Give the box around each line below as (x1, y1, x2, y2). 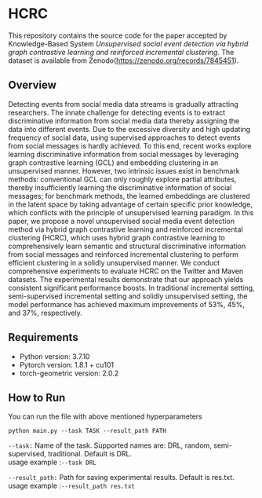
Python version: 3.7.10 (19, 351, 90, 361)
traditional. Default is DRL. (48, 449, 133, 459)
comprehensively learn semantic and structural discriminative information (8, 241, 246, 251)
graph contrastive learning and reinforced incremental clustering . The (8, 47, 235, 57)
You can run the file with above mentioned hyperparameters (8, 412, 202, 421)
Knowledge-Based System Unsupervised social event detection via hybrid (8, 38, 249, 48)
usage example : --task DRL (8, 457, 96, 467)
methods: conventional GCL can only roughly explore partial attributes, (8, 174, 237, 184)
